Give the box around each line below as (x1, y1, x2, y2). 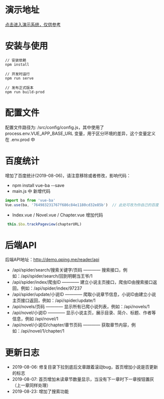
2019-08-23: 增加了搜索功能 (12, 389, 69, 395)
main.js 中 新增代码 (12, 188, 51, 194)
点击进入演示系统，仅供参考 (5, 21, 61, 27)
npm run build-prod (5, 89, 45, 94)
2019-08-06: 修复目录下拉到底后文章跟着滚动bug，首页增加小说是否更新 (12, 364, 158, 370)
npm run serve (5, 76, 34, 81)
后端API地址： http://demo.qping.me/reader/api (5, 257, 100, 263)
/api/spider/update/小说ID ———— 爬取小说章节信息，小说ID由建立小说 (12, 292, 156, 297)
